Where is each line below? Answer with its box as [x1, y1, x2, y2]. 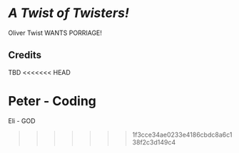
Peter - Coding [8, 93, 97, 109]
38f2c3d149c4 [132, 137, 176, 147]
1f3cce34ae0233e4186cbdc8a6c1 [132, 130, 233, 139]
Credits [8, 49, 42, 61]
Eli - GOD [8, 116, 36, 125]
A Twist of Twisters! [8, 5, 129, 21]
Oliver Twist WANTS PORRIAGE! [8, 28, 103, 37]
